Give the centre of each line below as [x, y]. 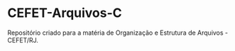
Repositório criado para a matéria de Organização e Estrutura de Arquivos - [118, 33]
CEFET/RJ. [23, 40]
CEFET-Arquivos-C [65, 13]
